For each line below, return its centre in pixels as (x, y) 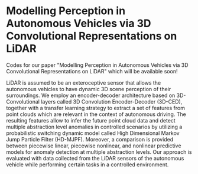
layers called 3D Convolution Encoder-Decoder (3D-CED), (112, 101)
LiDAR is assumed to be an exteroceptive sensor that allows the (84, 83)
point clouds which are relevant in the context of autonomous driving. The (96, 114)
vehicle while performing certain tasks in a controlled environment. (87, 165)
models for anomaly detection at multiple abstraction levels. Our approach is (99, 152)
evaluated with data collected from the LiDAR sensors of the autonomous (95, 158)
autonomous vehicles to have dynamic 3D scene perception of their (89, 89)
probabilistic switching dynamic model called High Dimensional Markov (93, 133)
